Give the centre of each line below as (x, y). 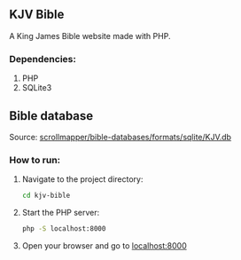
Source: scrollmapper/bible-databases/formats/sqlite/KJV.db (120, 137)
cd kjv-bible (46, 196)
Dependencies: (43, 59)
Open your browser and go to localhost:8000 (105, 245)
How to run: (35, 160)
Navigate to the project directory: (82, 179)
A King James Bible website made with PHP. (90, 35)
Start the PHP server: (61, 213)
